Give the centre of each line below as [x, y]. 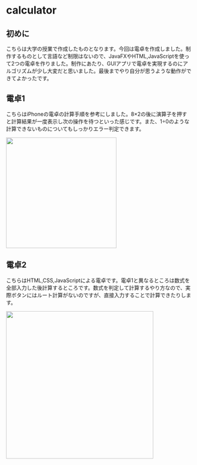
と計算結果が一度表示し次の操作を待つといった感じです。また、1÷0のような [98, 121]
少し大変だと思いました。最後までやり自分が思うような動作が [111, 71]
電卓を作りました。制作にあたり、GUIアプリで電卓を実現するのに [104, 63]
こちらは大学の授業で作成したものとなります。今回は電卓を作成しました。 [96, 49]
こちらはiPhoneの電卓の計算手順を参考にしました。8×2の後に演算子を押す [96, 114]
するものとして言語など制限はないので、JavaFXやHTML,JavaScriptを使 [98, 56]
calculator [31, 10]
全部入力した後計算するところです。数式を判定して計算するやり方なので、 [96, 287]
